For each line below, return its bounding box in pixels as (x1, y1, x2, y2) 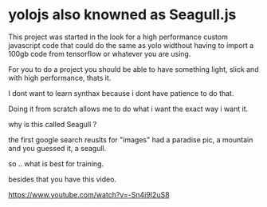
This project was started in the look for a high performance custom (8, 32, 229, 42)
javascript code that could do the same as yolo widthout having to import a (8, 40, 254, 50)
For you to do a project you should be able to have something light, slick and (8, 64, 259, 74)
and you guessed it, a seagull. (8, 143, 107, 153)
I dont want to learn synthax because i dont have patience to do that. (8, 88, 234, 98)
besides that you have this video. (8, 174, 117, 184)
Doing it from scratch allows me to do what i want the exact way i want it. (8, 104, 249, 113)
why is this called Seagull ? (8, 119, 97, 129)
